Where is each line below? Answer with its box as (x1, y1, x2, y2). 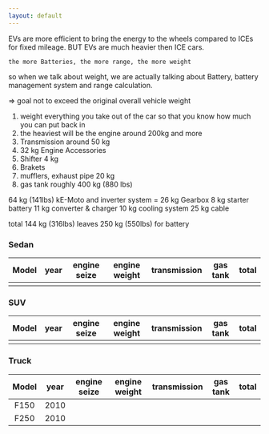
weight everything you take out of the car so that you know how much (19, 111, 251, 121)
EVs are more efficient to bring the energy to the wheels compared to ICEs (8, 34, 254, 43)
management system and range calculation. (8, 80, 153, 90)
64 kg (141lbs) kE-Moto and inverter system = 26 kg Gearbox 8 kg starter (8, 195, 250, 204)
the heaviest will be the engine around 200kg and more (19, 128, 203, 138)
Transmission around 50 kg (19, 137, 110, 147)
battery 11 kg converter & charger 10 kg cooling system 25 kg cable (8, 203, 230, 213)
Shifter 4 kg (19, 154, 58, 163)
